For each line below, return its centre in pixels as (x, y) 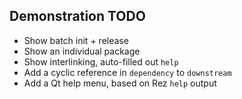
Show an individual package (82, 51)
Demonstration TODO (77, 16)
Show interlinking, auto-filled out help (101, 61)
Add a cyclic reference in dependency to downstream (127, 72)
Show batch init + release (76, 40)
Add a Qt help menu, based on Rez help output (120, 83)
